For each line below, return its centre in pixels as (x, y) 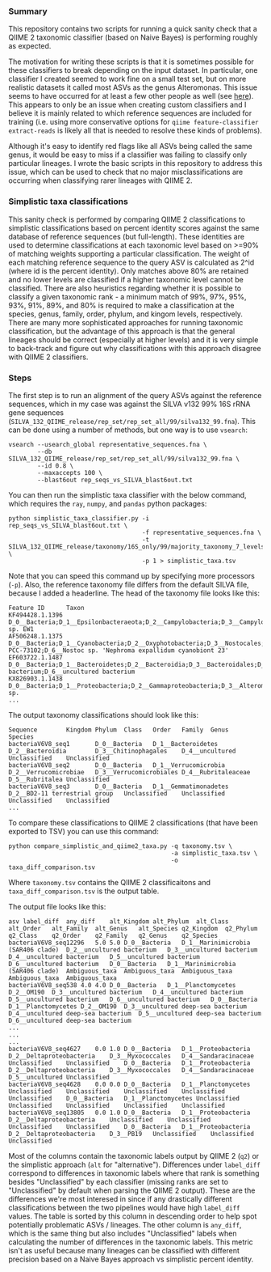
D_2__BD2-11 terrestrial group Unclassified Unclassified (117, 793)
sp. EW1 (21, 629)
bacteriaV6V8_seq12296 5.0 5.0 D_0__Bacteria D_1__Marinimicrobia (129, 943)
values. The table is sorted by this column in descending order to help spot (133, 1216)
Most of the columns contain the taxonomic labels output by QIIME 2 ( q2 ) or (134, 1155)
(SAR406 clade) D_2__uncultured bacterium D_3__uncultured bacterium (133, 950)
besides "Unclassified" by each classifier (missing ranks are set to (118, 1181)
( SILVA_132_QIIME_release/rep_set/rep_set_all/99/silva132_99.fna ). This (132, 421)
